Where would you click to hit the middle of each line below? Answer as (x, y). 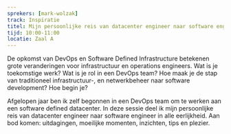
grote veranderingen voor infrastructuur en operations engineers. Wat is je (112, 66)
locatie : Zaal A (30, 39)
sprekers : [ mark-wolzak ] (43, 13)
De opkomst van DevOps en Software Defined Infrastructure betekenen (108, 58)
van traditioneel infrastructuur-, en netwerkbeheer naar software (99, 80)
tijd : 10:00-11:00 (33, 33)
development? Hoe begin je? (47, 88)
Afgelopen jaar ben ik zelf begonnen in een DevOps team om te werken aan (114, 101)
